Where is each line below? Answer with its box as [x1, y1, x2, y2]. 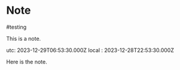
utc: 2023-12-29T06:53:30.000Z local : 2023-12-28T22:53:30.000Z [6, 46, 174, 54]
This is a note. [6, 35, 41, 42]
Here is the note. [6, 58, 47, 65]
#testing [6, 23, 27, 31]
